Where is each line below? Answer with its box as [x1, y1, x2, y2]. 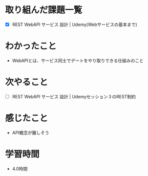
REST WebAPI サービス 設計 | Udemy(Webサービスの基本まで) [12, 22, 138, 27]
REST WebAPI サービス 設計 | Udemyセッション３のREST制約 [12, 93, 136, 99]
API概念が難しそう [12, 130, 50, 135]
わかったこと [5, 41, 57, 52]
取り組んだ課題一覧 [5, 4, 83, 16]
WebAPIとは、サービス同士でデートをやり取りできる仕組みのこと [12, 57, 144, 64]
